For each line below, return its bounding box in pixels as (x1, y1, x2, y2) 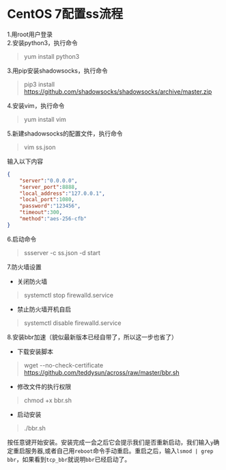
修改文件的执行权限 (16, 382, 72, 391)
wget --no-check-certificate (23, 361, 104, 369)
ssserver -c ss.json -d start (23, 248, 101, 257)
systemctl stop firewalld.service (23, 291, 114, 299)
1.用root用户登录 (7, 30, 53, 38)
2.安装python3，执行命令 (7, 38, 79, 47)
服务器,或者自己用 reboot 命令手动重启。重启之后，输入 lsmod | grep (25, 446, 214, 455)
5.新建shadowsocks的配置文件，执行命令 (7, 129, 123, 138)
